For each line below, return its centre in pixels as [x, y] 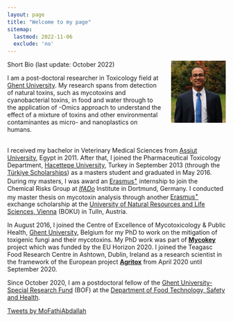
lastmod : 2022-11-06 [43, 37]
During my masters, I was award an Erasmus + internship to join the [103, 180]
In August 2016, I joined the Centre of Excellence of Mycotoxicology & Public [116, 225]
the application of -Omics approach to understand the [84, 108]
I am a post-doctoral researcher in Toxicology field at [83, 78]
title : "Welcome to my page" [49, 22]
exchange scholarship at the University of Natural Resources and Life [106, 204]
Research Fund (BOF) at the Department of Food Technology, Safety [128, 290]
